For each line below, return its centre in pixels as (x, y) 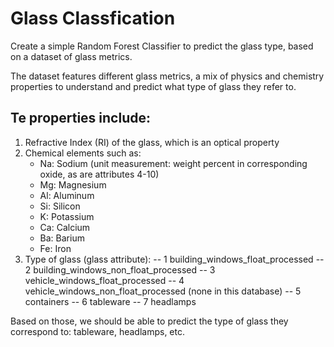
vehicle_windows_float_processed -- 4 (104, 280)
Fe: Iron (55, 248)
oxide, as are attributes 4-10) (99, 174)
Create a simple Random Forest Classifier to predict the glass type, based (162, 46)
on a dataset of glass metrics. (71, 56)
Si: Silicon (60, 206)
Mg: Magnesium (73, 184)
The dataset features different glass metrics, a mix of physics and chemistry (167, 76)
